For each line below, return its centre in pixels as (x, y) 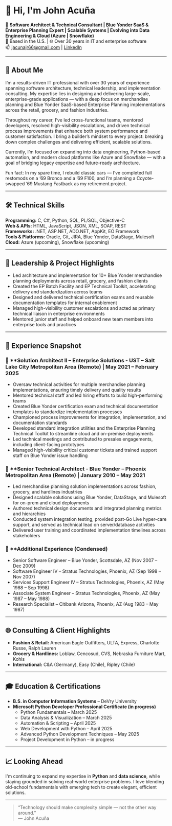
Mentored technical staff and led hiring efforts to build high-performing (88, 395)
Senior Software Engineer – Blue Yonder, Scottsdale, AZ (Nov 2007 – (85, 560)
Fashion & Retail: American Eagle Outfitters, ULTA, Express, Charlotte (86, 643)
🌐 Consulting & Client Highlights (58, 631)
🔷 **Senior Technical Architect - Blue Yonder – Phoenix (76, 469)
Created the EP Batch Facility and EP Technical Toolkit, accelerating (84, 286)
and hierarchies (29, 514)
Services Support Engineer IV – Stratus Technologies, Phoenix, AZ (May (89, 582)
